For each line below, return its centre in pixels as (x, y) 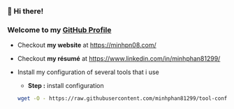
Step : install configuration (66, 86)
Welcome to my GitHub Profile (59, 29)
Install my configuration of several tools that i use (88, 72)
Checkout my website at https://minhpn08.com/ (87, 45)
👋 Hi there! (25, 11)
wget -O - (32, 99)
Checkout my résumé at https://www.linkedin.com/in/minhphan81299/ (119, 59)
